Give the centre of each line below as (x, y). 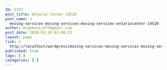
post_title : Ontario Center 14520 (41, 14)
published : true (22, 51)
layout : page (19, 37)
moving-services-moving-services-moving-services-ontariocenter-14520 (84, 23)
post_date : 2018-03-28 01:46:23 (39, 33)
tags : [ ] (15, 55)
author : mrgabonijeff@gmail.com (39, 28)
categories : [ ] (22, 60)
